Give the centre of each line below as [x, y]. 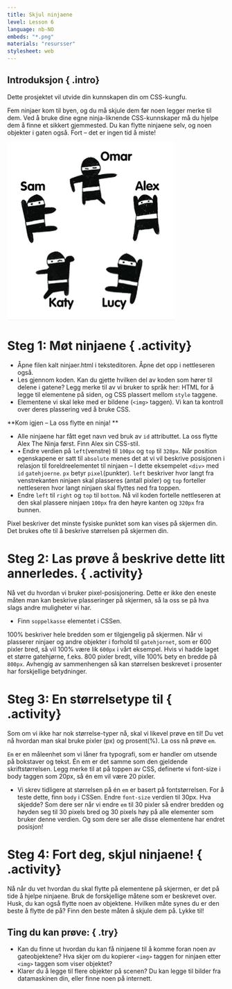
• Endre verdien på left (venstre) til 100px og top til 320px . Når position [117, 450]
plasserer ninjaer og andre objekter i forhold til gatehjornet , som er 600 [109, 641]
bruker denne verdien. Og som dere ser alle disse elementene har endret [121, 819]
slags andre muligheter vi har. [50, 607]
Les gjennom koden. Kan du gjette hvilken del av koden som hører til [115, 380]
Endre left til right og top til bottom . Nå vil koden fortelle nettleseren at [119, 495]
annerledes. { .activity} [75, 573]
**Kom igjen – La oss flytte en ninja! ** [63, 423]
